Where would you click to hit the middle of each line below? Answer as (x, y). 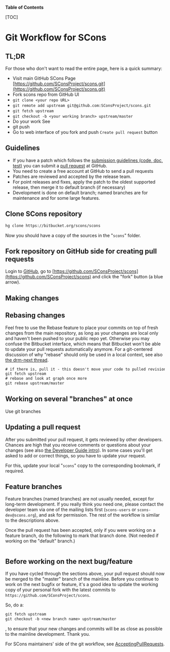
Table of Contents (25, 7)
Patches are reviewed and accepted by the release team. (72, 176)
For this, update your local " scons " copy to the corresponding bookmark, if (83, 465)
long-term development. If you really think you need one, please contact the (84, 504)
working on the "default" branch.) (40, 541)
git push (21, 127)
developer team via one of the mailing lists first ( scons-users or (71, 510)
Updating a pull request (43, 427)
